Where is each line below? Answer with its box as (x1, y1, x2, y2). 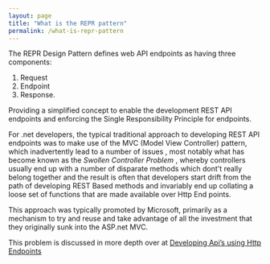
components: (8, 57, 52, 67)
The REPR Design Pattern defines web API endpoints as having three (8, 49, 236, 59)
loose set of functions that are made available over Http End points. (8, 190, 231, 200)
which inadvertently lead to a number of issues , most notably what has (8, 146, 245, 157)
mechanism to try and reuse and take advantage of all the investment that (8, 214, 253, 224)
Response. (19, 90, 55, 100)
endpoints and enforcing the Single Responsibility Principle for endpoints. (8, 114, 252, 124)
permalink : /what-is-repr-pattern (8, 27, 125, 35)
